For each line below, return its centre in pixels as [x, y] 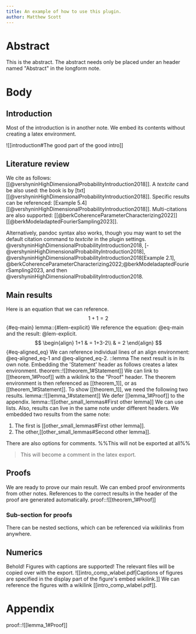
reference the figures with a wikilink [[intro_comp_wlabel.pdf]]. [81, 585]
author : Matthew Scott [34, 17]
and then [56, 270]
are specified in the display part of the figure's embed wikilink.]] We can [93, 579]
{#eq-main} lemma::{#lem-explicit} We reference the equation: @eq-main [95, 328]
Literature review [38, 164]
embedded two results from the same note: [58, 415]
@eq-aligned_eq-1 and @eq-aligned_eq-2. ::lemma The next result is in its [95, 358]
